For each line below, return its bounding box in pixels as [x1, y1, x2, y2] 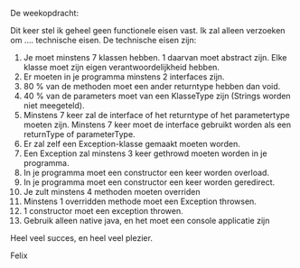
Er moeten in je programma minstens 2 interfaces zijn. [23, 71, 225, 82]
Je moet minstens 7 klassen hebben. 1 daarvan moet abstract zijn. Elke [23, 52, 287, 62]
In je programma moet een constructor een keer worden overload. [23, 167, 270, 178]
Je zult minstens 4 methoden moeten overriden [23, 187, 201, 197]
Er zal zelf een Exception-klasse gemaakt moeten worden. [23, 139, 240, 149]
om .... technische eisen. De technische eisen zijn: [10, 35, 197, 45]
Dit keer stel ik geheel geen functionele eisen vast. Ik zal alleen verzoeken [10, 25, 286, 35]
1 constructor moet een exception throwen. [23, 206, 183, 216]
